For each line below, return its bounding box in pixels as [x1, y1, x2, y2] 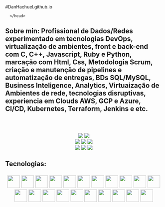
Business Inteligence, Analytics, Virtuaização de [5, 81, 160, 90]
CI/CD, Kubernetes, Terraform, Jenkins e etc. [5, 104, 148, 113]
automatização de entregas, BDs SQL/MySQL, [5, 74, 151, 82]
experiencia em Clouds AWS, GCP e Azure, [5, 97, 141, 105]
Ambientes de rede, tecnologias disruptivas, [5, 89, 146, 98]
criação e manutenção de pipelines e [5, 66, 122, 74]
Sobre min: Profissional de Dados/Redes [5, 27, 133, 35]
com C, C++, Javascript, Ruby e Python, [5, 50, 132, 59]
